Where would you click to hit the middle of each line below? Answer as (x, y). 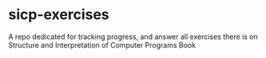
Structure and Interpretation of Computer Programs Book (102, 44)
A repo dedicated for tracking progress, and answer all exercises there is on (133, 37)
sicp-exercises (59, 15)
